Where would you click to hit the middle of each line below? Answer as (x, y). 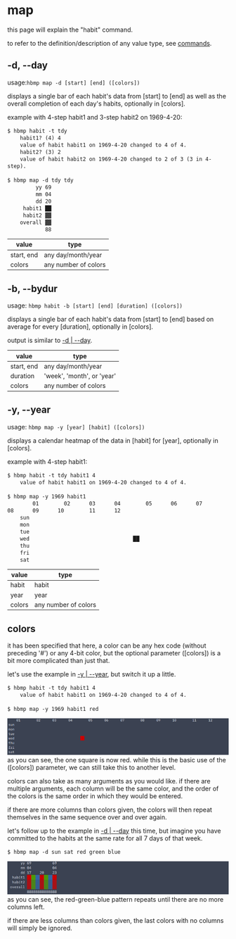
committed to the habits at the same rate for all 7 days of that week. (105, 838)
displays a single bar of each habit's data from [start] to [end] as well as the (117, 96)
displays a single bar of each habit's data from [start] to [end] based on (111, 320)
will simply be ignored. (40, 928)
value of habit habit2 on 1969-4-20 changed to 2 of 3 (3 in (111, 159)
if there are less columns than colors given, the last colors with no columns (116, 920)
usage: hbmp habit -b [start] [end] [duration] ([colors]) (95, 305)
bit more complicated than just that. (59, 661)
